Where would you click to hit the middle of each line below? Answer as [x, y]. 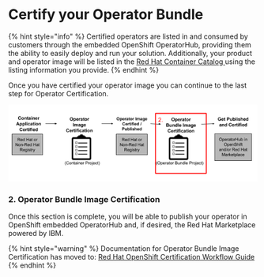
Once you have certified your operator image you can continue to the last [128, 85]
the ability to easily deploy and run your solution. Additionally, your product [130, 53]
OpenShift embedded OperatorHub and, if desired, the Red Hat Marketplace [132, 225]
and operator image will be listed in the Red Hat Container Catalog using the [132, 62]
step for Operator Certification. [58, 93]
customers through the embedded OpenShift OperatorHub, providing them [130, 44]
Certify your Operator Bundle [106, 15]
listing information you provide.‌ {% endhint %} [84, 69]
